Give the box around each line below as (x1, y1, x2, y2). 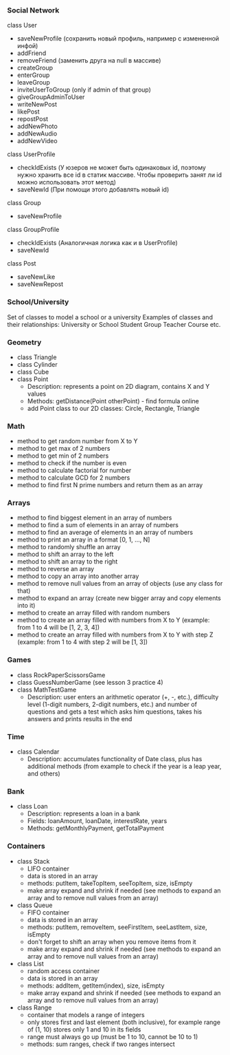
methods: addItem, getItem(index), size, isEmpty (27, 981, 165, 990)
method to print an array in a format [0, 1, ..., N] (16, 535, 150, 544)
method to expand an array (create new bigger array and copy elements (16, 594, 221, 602)
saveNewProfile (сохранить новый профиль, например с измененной (16, 34, 220, 43)
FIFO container (27, 908, 70, 917)
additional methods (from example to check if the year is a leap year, (27, 763, 222, 771)
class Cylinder (16, 360, 58, 368)
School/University (7, 297, 69, 307)
